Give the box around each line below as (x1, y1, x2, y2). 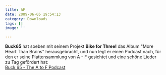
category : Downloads (5, 16, 48, 21)
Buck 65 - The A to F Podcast (5, 65, 66, 71)
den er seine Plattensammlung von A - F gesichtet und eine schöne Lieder (5, 54, 157, 60)
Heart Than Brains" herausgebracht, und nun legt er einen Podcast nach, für (5, 49, 162, 55)
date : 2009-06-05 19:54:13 (5, 12, 61, 17)
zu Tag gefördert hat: (5, 59, 49, 65)
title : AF (5, 7, 26, 12)
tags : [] (5, 21, 23, 26)
